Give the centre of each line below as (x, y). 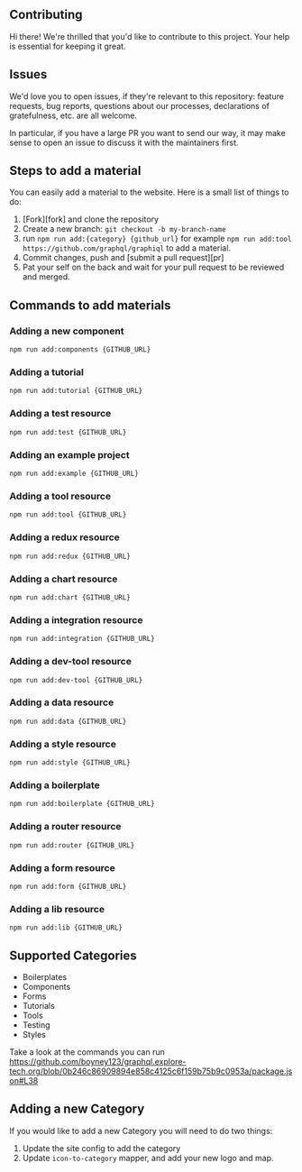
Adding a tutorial (46, 372)
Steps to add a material (75, 171)
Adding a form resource (62, 867)
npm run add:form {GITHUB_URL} (68, 886)
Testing (37, 1025)
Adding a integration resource (76, 619)
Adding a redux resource (64, 537)
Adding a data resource (62, 702)
